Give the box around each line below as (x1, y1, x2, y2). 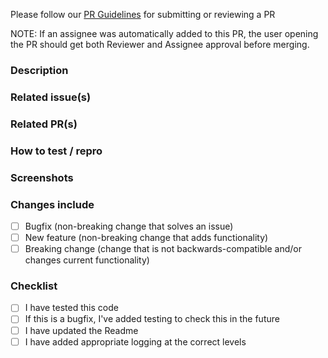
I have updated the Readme (24, 324, 139, 336)
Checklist (10, 279, 58, 293)
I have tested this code (24, 302, 119, 314)
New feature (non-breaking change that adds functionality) (24, 231, 269, 243)
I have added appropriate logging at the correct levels (24, 335, 247, 348)
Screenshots (10, 170, 74, 184)
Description (10, 63, 69, 77)
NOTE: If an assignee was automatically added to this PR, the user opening (10, 28, 319, 39)
